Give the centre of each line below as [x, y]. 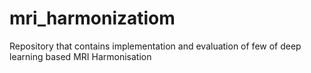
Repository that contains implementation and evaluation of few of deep [155, 46]
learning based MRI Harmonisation [80, 56]
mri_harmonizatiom [92, 18]
